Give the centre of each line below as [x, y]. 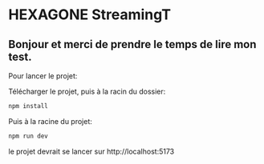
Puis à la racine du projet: [50, 121]
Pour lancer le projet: [43, 76]
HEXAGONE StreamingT [89, 15]
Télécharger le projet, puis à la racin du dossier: [87, 91]
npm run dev [28, 136]
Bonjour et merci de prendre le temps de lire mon [132, 44]
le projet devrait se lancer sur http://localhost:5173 [91, 151]
